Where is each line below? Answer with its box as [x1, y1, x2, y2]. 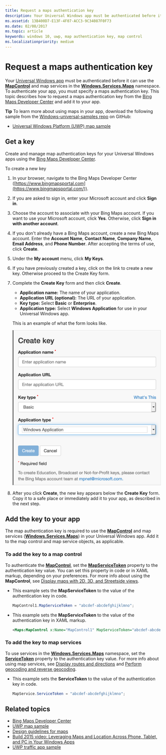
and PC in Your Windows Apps [12, 739, 75, 745]
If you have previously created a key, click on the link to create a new [12, 265, 153, 271]
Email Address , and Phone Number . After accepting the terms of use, [12, 241, 156, 247]
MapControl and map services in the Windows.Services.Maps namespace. [5, 83, 161, 89]
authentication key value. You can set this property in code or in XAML [5, 567, 149, 573]
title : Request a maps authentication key [5, 8, 94, 13]
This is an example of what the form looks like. [12, 320, 107, 326]
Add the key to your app [5, 515, 81, 523]
